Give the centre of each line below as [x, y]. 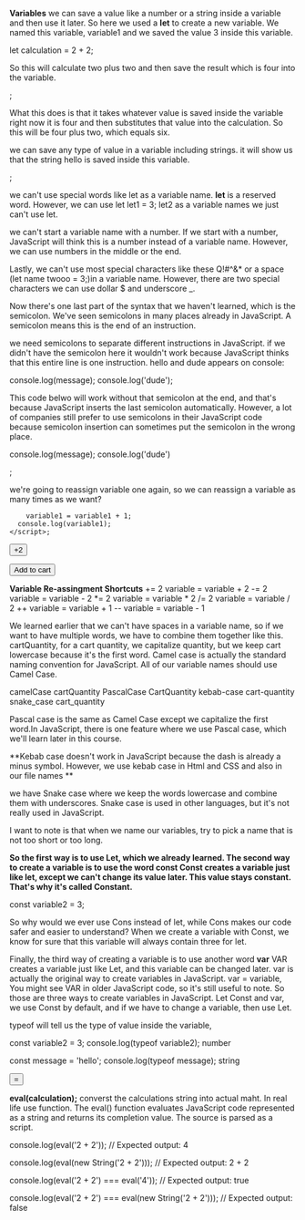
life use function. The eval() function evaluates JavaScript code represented [152, 1108]
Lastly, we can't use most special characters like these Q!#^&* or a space [147, 269]
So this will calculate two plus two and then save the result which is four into [152, 68]
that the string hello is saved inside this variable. [100, 160]
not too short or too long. [56, 840]
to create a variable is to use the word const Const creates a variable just [150, 867]
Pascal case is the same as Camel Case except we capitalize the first [139, 719]
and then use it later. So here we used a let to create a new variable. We [144, 23]
